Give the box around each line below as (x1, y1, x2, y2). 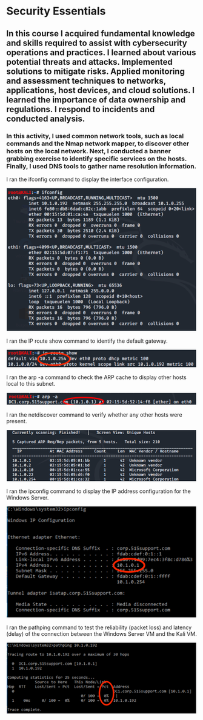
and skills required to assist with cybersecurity (6, 38, 187, 48)
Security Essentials (6, 4, 106, 18)
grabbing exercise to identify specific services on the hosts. (6, 154, 187, 163)
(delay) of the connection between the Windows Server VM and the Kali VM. (6, 630, 197, 637)
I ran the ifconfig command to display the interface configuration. (6, 176, 169, 183)
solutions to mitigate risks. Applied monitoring (6, 66, 185, 76)
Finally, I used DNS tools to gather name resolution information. (6, 162, 197, 170)
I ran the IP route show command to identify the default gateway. (6, 337, 168, 345)
